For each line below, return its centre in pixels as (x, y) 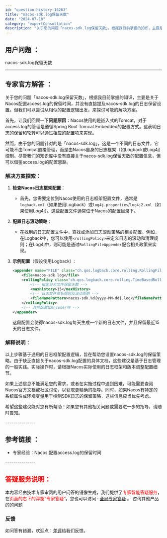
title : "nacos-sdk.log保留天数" (37, 14)
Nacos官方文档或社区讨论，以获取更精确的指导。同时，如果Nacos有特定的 (82, 390)
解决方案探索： (23, 176)
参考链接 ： (22, 440)
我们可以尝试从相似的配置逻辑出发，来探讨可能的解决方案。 (79, 109)
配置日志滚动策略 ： (32, 221)
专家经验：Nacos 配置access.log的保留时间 (57, 452)
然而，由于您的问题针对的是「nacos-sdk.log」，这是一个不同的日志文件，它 (82, 143)
